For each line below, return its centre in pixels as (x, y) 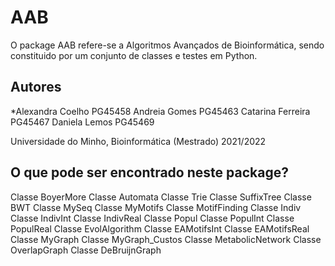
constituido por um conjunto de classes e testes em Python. (134, 55)
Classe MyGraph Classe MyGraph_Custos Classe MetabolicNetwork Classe (166, 239)
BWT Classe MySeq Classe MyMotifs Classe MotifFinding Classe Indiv (156, 207)
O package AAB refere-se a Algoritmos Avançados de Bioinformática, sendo (167, 45)
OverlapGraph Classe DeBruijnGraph (86, 250)
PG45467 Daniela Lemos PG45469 (82, 122)
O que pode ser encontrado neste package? (149, 172)
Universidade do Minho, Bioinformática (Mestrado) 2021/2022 (138, 141)
